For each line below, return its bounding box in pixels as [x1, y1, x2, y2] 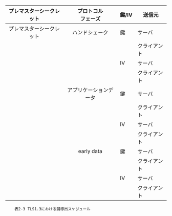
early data [78, 148, 102, 155]
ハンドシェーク [72, 29, 109, 36]
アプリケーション [67, 87, 109, 94]
